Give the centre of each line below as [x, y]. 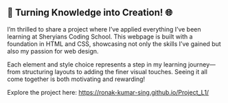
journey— [202, 64]
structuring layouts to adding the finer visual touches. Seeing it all [115, 71]
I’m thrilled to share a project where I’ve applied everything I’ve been [104, 29]
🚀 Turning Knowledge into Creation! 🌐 [90, 13]
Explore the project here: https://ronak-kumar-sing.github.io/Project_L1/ [108, 92]
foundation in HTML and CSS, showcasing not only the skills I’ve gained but [114, 44]
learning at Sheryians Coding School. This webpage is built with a [100, 36]
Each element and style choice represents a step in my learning [97, 64]
